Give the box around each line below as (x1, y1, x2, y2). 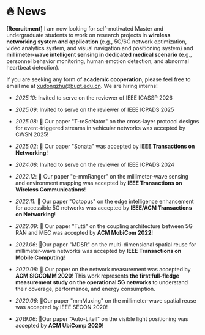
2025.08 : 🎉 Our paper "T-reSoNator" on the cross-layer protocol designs (15, 117, 199, 125)
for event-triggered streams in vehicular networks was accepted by (15, 124, 185, 131)
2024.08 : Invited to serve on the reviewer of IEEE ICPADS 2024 (15, 161, 174, 168)
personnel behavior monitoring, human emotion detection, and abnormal (6, 57, 190, 65)
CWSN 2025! (15, 130, 49, 138)
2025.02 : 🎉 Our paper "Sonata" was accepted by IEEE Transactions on (15, 142, 195, 150)
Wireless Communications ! (15, 185, 86, 193)
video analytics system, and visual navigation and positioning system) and (6, 44, 194, 51)
